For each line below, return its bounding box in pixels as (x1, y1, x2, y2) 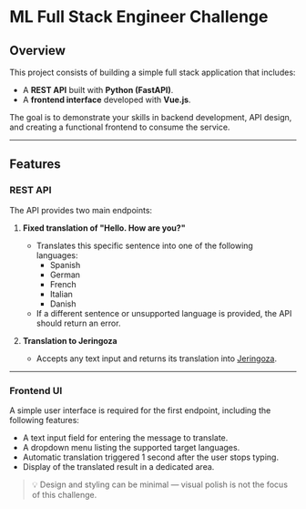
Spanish (49, 259, 81, 270)
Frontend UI (9, 384, 63, 397)
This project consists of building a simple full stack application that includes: (9, 67, 296, 78)
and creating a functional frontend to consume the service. (9, 121, 230, 132)
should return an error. (36, 317, 121, 328)
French (49, 278, 76, 289)
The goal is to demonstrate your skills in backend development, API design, (9, 112, 292, 122)
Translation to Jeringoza (22, 335, 117, 346)
